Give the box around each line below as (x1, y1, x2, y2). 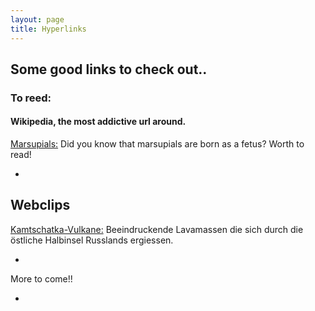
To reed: (10, 91, 52, 105)
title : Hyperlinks (10, 24, 87, 34)
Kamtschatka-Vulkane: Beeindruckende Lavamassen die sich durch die (10, 223, 304, 235)
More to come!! (10, 272, 73, 285)
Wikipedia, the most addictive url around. (10, 116, 187, 128)
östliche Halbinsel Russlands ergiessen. (10, 234, 174, 246)
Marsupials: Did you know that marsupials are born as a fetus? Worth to (10, 138, 305, 150)
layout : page (10, 14, 65, 25)
